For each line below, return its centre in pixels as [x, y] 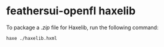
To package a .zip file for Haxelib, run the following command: [83, 27]
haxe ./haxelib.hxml [32, 38]
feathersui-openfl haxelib [71, 11]
